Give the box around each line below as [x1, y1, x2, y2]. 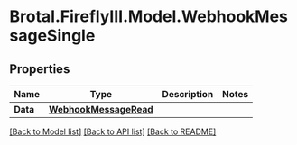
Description [162, 88, 214, 100]
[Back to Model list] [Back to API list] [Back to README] [9, 126, 217, 137]
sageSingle [9, 25, 96, 46]
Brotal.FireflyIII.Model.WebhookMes [9, 6, 289, 27]
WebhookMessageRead [48, 104, 153, 115]
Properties [9, 61, 70, 77]
